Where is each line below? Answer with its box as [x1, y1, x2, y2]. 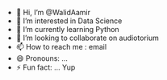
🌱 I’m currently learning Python [15, 25, 119, 34]
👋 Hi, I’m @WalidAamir [15, 8, 91, 17]
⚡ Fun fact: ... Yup [15, 62, 76, 72]
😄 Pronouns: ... [15, 54, 69, 63]
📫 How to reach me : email [15, 42, 107, 51]
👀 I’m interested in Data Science [15, 16, 123, 26]
